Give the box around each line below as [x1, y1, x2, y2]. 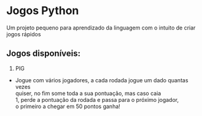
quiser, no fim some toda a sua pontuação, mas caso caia [15, 90, 161, 97]
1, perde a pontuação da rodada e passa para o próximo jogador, [15, 96, 179, 103]
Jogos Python [6, 4, 79, 18]
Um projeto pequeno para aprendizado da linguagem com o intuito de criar [6, 24, 196, 31]
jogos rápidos [6, 30, 41, 37]
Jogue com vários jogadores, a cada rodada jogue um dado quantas [15, 76, 188, 83]
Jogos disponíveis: [6, 48, 81, 59]
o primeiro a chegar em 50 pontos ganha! [15, 102, 121, 110]
